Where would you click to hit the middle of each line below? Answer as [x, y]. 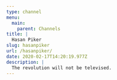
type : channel [24, 12]
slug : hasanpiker [28, 46]
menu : [13, 17]
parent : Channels [39, 29]
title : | [17, 34]
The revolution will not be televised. [62, 68]
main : [19, 23]
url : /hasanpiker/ [29, 51]
